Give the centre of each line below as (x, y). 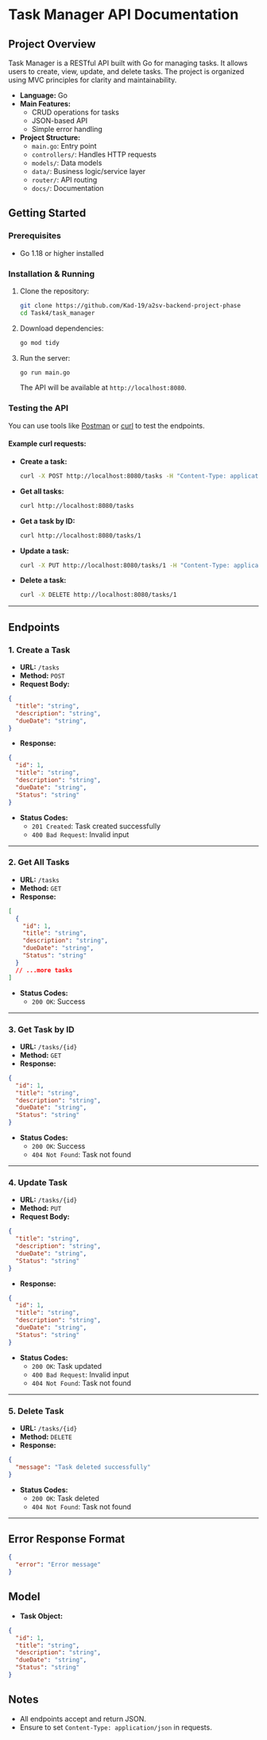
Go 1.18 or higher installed (62, 253)
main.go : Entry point (64, 146)
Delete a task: (43, 580)
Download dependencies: (62, 328)
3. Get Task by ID (41, 1029)
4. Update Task (38, 1182)
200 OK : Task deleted (65, 1498)
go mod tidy (39, 343)
